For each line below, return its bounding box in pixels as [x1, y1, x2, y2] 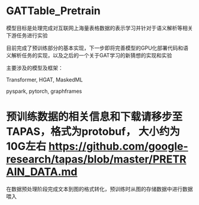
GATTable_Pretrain [6, 4, 101, 18]
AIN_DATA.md [6, 165, 78, 178]
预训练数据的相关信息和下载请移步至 [6, 110, 183, 123]
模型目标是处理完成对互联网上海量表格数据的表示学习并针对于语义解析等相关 [6, 24, 193, 31]
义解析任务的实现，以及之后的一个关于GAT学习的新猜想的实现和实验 [6, 51, 172, 58]
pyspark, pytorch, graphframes [6, 87, 82, 95]
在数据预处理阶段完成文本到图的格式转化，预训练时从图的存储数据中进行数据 [6, 185, 193, 193]
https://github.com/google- [48, 140, 188, 153]
